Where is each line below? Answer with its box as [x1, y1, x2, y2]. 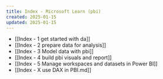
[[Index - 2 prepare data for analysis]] [14, 42, 107, 49]
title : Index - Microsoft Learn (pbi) [6, 8, 101, 15]
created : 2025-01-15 [6, 14, 57, 20]
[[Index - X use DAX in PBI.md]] [14, 67, 91, 74]
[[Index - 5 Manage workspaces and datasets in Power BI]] [14, 60, 158, 67]
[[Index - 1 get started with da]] [14, 36, 91, 43]
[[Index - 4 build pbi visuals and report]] [14, 54, 112, 61]
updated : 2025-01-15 [6, 19, 57, 25]
